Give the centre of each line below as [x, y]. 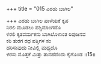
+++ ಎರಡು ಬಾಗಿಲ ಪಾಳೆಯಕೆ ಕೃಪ [37, 21]
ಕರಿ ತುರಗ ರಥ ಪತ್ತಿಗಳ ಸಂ [29, 41]
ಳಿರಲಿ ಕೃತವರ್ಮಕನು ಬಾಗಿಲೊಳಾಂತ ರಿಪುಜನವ [46, 34]
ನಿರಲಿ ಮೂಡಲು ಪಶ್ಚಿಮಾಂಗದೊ [34, 27]
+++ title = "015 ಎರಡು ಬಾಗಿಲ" [40, 9]
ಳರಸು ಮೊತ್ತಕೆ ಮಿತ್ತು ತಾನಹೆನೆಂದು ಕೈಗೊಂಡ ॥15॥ [51, 54]
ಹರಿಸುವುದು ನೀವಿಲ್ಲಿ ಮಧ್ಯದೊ [32, 48]
